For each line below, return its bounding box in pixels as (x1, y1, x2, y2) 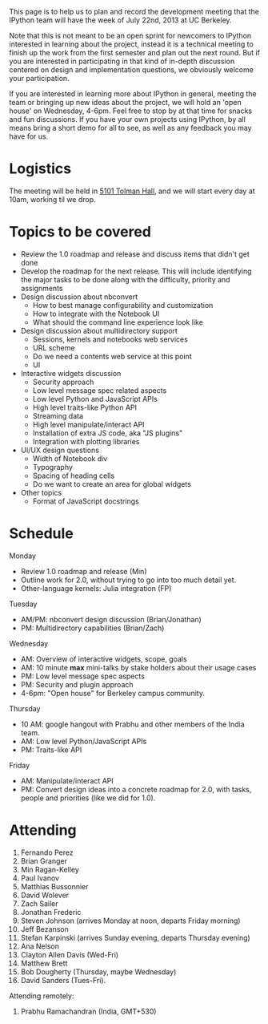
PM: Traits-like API (20, 745, 82, 755)
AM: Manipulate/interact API (20, 775, 114, 785)
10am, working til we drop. (9, 194, 96, 204)
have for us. (9, 132, 49, 141)
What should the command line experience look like (32, 317, 203, 327)
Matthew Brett (20, 958, 68, 968)
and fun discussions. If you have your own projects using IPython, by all (9, 115, 246, 123)
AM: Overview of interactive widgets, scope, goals (20, 654, 187, 664)
